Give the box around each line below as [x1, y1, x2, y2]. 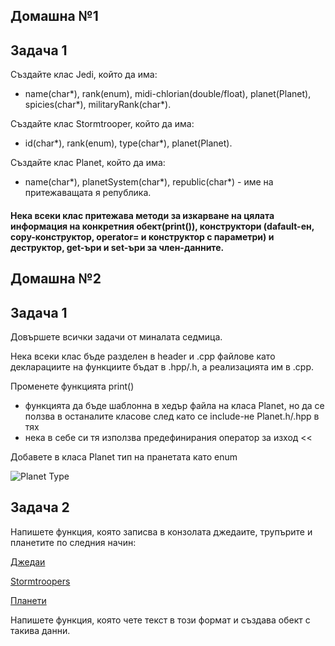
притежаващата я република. [24, 187, 152, 199]
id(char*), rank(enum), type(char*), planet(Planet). [24, 137, 233, 149]
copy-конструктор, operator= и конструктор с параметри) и [10, 230, 275, 243]
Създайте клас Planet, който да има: [10, 157, 166, 169]
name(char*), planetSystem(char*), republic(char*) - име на [24, 176, 274, 188]
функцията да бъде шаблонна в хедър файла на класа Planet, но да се [24, 400, 325, 411]
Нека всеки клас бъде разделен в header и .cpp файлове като [10, 350, 276, 362]
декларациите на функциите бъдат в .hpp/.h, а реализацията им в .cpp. [10, 361, 315, 373]
